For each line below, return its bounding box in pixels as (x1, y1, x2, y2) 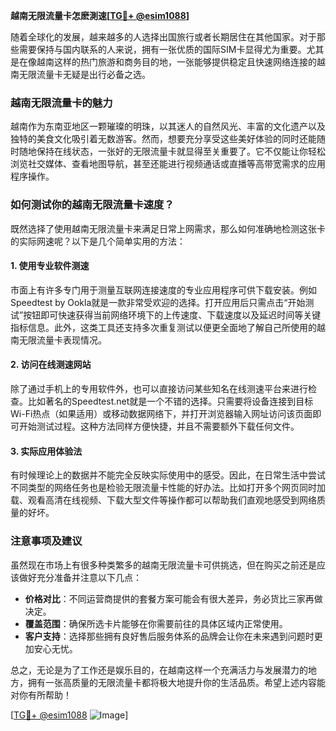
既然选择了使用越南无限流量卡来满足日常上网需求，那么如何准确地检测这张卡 (10, 222, 326, 234)
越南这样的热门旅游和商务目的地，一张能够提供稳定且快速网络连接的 (36, 56, 317, 68)
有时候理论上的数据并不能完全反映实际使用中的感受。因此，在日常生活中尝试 (10, 469, 326, 481)
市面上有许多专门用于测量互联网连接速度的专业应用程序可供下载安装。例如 (10, 284, 317, 296)
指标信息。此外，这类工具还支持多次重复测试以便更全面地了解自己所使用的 (10, 321, 317, 333)
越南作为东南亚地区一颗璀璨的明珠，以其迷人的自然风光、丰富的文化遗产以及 (10, 120, 326, 133)
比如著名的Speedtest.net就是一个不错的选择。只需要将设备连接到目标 (27, 395, 314, 407)
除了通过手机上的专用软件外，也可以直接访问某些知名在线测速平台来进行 (10, 383, 308, 394)
